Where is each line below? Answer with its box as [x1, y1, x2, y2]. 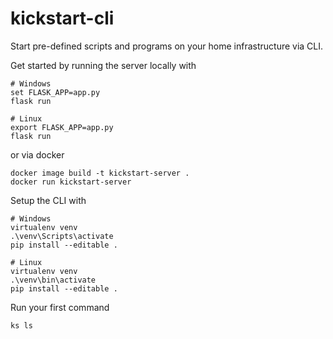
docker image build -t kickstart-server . [10, 168, 190, 178]
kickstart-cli [10, 7, 115, 30]
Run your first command [10, 301, 110, 313]
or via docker [10, 148, 65, 161]
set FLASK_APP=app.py [10, 87, 101, 97]
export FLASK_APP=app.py [10, 122, 114, 132]
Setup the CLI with [10, 194, 87, 206]
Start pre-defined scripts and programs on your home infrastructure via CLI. [10, 40, 324, 52]
